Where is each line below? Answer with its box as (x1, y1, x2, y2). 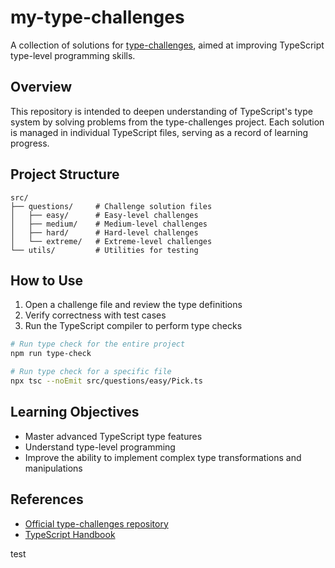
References (10, 491, 84, 508)
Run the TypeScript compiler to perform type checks (24, 320, 243, 332)
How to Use (10, 272, 84, 289)
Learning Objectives (10, 404, 140, 421)
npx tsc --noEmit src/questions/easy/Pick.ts (10, 376, 203, 386)
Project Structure (10, 166, 120, 183)
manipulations (24, 462, 83, 474)
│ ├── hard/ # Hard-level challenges (10, 227, 199, 238)
